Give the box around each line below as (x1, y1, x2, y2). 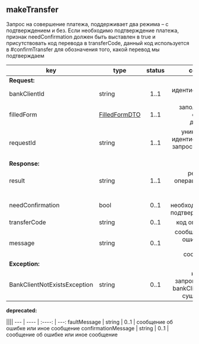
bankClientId (9, 89, 44, 97)
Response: (9, 159, 40, 168)
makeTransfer (6, 5, 59, 15)
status (146, 66, 165, 74)
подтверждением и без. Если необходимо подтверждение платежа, (6, 27, 179, 34)
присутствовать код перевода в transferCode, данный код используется (6, 39, 190, 46)
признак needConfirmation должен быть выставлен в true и (6, 33, 156, 40)
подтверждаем (6, 52, 44, 59)
